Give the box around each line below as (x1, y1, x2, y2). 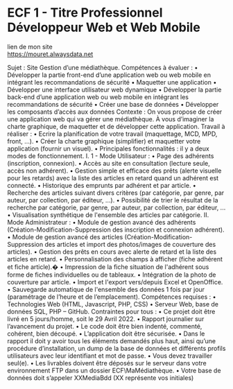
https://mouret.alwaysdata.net (7, 50, 94, 58)
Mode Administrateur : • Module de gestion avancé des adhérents (7, 218, 196, 226)
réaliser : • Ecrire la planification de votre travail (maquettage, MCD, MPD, (7, 130, 218, 138)
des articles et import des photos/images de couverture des (44, 240, 216, 248)
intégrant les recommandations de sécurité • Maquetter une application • (7, 78, 217, 86)
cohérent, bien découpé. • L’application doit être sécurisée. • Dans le (7, 329, 205, 338)
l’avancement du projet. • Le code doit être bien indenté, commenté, (7, 322, 202, 330)
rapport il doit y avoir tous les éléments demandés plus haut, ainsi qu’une (7, 336, 216, 345)
